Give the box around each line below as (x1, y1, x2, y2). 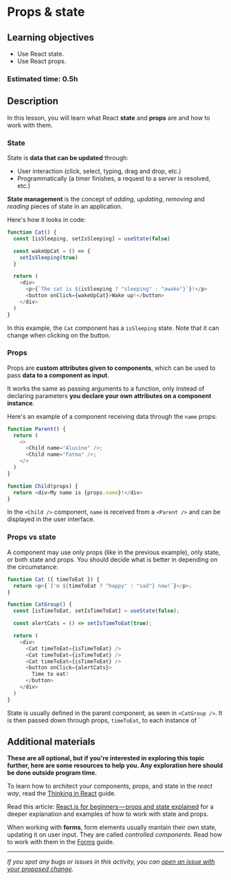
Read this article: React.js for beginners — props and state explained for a (7, 802, 214, 811)
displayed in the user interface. (7, 515, 95, 523)
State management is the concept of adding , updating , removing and (7, 195, 205, 203)
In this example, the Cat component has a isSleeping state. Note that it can (7, 324, 219, 332)
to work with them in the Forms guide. (7, 838, 115, 846)
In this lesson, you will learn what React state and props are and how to (7, 113, 210, 122)
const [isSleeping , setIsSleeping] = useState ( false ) (13, 235, 170, 242)
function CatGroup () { (7, 601, 72, 608)
